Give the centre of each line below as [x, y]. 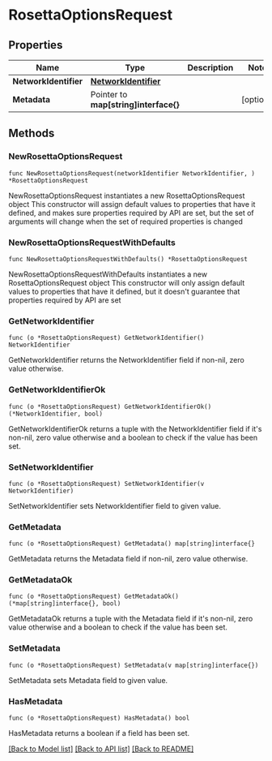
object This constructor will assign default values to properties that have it [132, 204]
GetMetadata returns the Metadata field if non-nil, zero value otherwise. [128, 559]
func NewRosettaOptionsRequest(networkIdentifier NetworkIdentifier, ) [132, 173]
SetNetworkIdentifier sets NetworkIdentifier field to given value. [115, 505]
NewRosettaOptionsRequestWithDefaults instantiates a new [108, 274]
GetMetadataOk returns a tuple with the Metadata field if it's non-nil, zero [131, 619]
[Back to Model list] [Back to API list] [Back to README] [101, 749]
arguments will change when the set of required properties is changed [125, 221]
